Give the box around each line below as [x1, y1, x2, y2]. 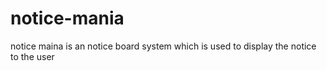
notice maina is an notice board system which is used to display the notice [10, 40, 317, 52]
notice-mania [10, 7, 125, 30]
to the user [10, 50, 55, 62]
